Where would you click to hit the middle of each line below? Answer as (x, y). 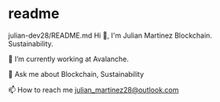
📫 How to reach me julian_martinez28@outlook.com (93, 89)
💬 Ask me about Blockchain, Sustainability (76, 74)
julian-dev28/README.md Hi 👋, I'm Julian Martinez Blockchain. (110, 35)
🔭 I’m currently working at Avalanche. (69, 59)
